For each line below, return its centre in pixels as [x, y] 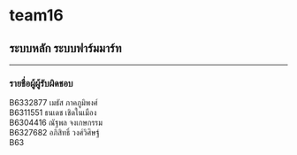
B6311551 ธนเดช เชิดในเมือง [53, 112]
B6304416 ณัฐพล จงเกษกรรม [56, 123]
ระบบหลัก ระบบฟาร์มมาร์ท [65, 48]
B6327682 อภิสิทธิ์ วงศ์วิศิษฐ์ [54, 133]
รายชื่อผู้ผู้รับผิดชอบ [41, 83]
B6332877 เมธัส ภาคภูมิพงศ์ [53, 103]
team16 [36, 15]
